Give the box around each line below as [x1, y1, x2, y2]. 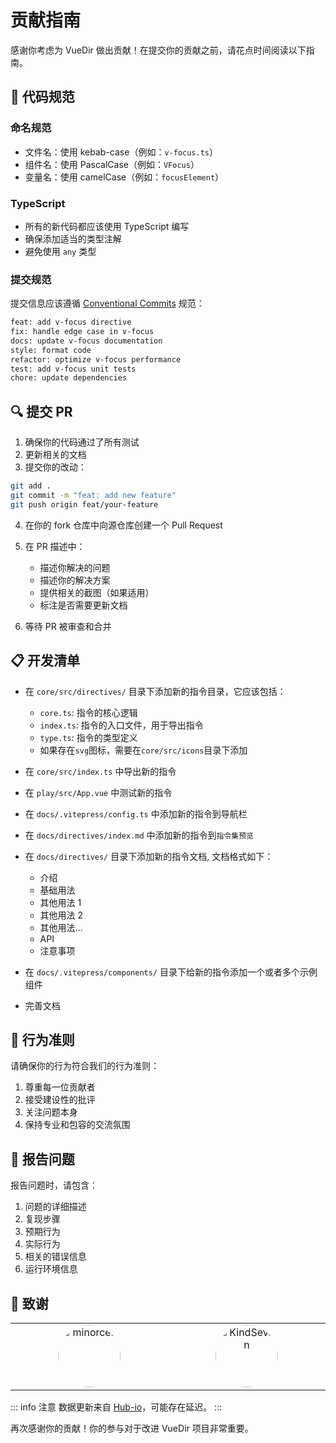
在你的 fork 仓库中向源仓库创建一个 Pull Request [24, 519, 223, 531]
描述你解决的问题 [39, 561, 111, 573]
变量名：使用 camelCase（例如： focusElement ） [24, 171, 225, 183]
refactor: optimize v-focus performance [10, 354, 182, 365]
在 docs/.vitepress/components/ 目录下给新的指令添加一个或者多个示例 [24, 966, 318, 978]
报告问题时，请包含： [10, 1179, 98, 1191]
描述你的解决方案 [39, 574, 111, 586]
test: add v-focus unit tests [10, 364, 137, 374]
